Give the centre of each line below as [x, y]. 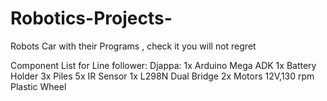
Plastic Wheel [38, 86]
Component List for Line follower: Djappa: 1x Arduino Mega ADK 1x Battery [163, 65]
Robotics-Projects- [91, 18]
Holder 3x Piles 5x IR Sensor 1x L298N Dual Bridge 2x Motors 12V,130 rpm [162, 76]
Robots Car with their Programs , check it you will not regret [133, 46]
